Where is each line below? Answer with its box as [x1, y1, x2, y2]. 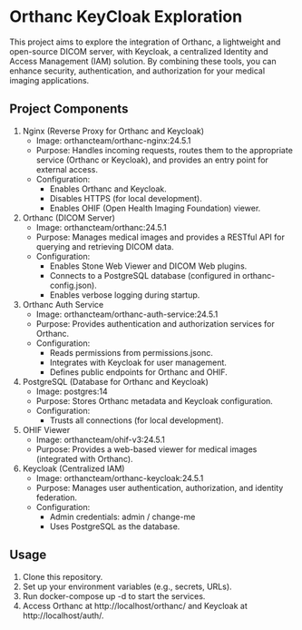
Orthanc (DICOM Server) [22, 212, 116, 223]
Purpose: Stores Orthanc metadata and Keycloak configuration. [35, 395, 274, 406]
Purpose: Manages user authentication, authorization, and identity [35, 482, 284, 493]
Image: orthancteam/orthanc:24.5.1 [35, 221, 168, 232]
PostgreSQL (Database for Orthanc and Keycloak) [22, 376, 209, 387]
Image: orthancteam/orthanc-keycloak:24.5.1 [35, 472, 204, 483]
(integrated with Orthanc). [35, 453, 133, 464]
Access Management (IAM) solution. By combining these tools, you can [9, 55, 277, 66]
